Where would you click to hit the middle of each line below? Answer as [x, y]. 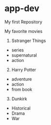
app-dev [22, 8]
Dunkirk [19, 99]
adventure [22, 79]
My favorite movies [24, 31]
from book [22, 89]
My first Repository [24, 22]
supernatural [24, 55]
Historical [21, 108]
